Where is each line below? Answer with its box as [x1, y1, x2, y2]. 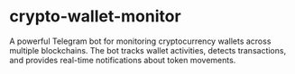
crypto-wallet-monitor [9, 6, 182, 27]
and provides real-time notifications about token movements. [9, 54, 236, 65]
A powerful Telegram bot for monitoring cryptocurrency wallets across [9, 36, 272, 46]
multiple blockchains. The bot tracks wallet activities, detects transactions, [9, 45, 287, 55]
